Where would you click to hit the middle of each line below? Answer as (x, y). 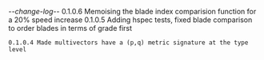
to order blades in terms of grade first (70, 28)
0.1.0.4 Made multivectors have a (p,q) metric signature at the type (128, 43)
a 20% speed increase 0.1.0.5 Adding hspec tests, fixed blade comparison (130, 20)
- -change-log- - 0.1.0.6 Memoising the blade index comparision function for (132, 11)
